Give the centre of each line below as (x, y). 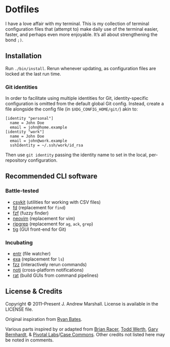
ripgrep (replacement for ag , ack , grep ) (53, 224)
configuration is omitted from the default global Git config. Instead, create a (85, 104)
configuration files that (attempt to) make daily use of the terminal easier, (82, 29)
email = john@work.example (39, 141)
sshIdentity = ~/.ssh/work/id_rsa (46, 145)
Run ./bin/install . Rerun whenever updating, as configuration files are (81, 68)
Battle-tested (22, 191)
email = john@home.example (39, 127)
